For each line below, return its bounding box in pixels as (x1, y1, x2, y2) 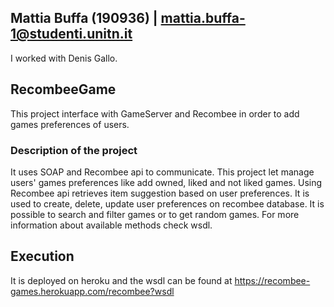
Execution (10, 248, 75, 265)
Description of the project (10, 143, 138, 157)
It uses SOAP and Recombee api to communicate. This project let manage (10, 166, 315, 178)
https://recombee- (234, 274, 311, 286)
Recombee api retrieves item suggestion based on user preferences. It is (10, 187, 310, 199)
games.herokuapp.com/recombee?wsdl (10, 285, 175, 297)
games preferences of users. (10, 118, 130, 130)
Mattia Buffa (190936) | (10, 10, 158, 27)
